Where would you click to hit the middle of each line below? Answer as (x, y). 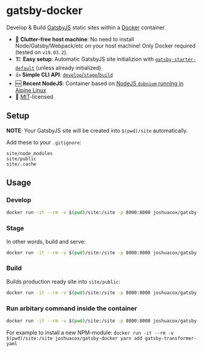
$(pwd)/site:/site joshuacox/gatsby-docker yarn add (74, 338)
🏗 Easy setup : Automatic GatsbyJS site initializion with (84, 59)
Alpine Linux (31, 90)
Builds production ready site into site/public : (63, 281)
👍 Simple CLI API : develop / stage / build (64, 74)
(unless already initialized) (68, 68)
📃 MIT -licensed (34, 96)
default (25, 68)
